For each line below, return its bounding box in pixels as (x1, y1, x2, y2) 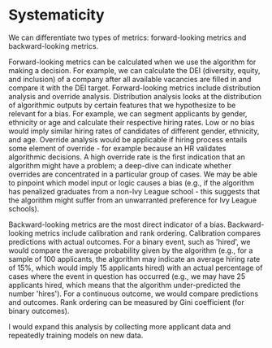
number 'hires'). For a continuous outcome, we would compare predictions (8, 289, 258, 298)
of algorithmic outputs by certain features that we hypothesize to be (8, 100, 236, 110)
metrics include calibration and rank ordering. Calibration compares (35, 228, 261, 237)
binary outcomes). (8, 306, 70, 315)
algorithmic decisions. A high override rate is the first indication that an (8, 152, 245, 162)
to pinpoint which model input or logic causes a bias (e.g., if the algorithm (8, 177, 255, 188)
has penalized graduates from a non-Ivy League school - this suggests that (8, 186, 261, 196)
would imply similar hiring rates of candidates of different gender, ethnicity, (8, 126, 260, 136)
